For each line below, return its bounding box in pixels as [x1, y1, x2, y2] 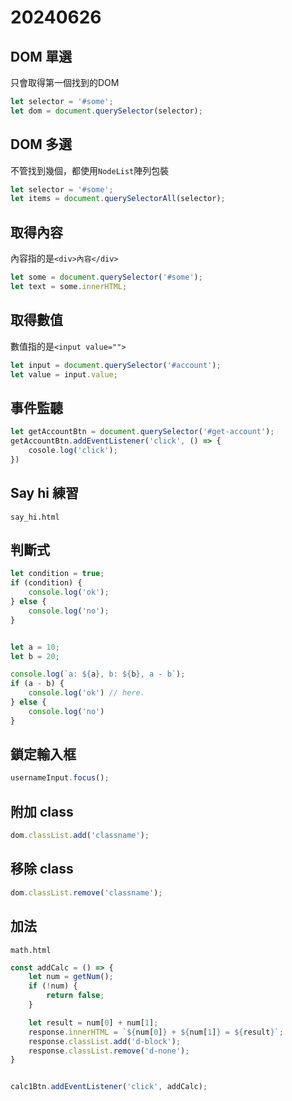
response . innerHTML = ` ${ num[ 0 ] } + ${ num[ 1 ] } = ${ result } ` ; [28, 1027, 284, 1037]
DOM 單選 [10, 48, 72, 65]
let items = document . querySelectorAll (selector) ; [10, 194, 226, 204]
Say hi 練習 [10, 485, 79, 502]
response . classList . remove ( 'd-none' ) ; [28, 1046, 190, 1056]
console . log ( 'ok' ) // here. [28, 688, 145, 698]
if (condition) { [10, 578, 83, 588]
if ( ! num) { [28, 981, 78, 991]
